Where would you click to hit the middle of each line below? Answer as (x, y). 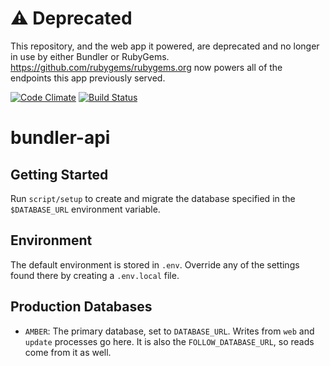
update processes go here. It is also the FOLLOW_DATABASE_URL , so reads (169, 341)
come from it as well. (68, 352)
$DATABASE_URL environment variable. (85, 209)
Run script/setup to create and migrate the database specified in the (153, 198)
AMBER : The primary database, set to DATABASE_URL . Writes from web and (169, 331)
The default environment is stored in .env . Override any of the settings (155, 264)
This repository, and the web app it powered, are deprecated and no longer (165, 46)
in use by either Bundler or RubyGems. (90, 56)
